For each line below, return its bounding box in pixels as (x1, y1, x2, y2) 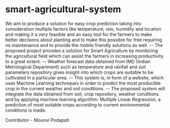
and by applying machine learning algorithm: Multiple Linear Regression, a (5, 96, 161, 103)
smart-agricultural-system (5, 4, 121, 15)
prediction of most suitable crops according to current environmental (5, 101, 150, 108)
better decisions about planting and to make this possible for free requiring (5, 37, 162, 43)
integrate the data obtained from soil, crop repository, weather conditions (5, 91, 159, 97)
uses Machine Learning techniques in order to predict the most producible (5, 80, 161, 86)
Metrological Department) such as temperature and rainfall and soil (5, 64, 146, 70)
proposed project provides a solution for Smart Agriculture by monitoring (5, 47, 158, 54)
